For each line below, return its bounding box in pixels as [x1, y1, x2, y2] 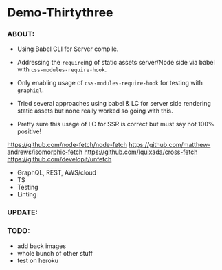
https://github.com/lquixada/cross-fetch [84, 148, 198, 156]
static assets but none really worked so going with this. [16, 106, 173, 115]
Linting [16, 190, 37, 199]
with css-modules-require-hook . [16, 65, 107, 74]
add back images [16, 242, 67, 250]
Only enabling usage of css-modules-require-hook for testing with [16, 79, 203, 87]
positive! [16, 127, 42, 135]
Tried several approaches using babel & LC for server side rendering [16, 100, 212, 108]
